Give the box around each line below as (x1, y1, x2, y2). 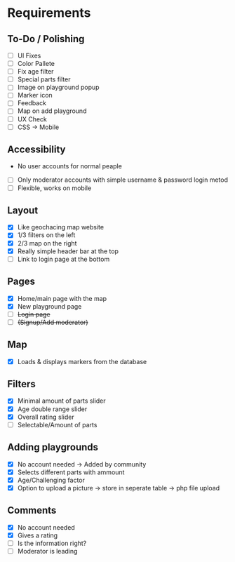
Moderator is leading (17, 547, 78, 555)
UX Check (17, 114, 48, 123)
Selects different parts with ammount (17, 468, 125, 476)
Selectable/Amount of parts (17, 420, 98, 429)
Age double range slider (17, 405, 88, 413)
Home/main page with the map (17, 294, 107, 302)
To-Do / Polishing (7, 33, 85, 45)
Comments (7, 504, 57, 516)
